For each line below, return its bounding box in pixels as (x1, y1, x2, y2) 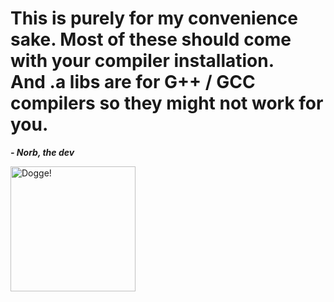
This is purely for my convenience (10, 7, 298, 30)
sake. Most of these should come (10, 28, 292, 51)
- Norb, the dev (10, 146, 75, 158)
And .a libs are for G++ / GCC (10, 71, 256, 94)
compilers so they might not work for (10, 92, 324, 115)
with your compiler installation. (10, 50, 275, 72)
